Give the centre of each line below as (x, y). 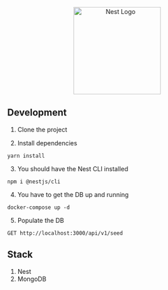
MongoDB (32, 279)
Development (37, 113)
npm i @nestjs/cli (34, 182)
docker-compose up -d (39, 207)
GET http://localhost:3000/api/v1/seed (65, 233)
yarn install (26, 156)
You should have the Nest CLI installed (73, 168)
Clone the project (42, 129)
